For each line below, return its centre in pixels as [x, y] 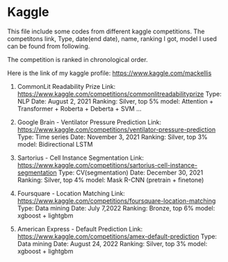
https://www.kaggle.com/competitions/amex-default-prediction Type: [117, 236]
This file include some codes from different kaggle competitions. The [106, 31]
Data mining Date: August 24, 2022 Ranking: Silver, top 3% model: [112, 243]
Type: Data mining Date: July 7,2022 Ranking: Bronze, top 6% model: [116, 208]
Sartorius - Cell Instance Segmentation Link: [80, 158]
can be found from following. [49, 46]
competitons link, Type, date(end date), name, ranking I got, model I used [112, 38]
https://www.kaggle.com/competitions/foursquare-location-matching [116, 200]
